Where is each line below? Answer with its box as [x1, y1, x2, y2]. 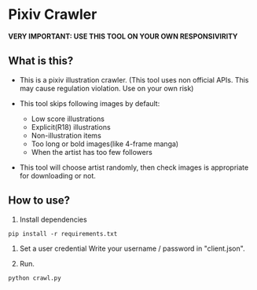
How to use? [8, 194, 71, 207]
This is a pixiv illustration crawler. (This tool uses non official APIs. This [19, 75, 249, 84]
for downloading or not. [19, 171, 97, 180]
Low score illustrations [31, 114, 105, 123]
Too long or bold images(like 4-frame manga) [31, 139, 179, 149]
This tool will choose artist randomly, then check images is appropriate [19, 163, 249, 172]
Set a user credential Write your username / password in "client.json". [19, 244, 245, 253]
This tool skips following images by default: [19, 98, 160, 108]
